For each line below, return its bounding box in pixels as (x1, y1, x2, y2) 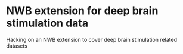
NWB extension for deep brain (6, 4, 159, 18)
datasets (6, 42, 28, 49)
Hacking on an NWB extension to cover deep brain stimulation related (6, 36, 178, 43)
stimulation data (6, 16, 88, 30)
